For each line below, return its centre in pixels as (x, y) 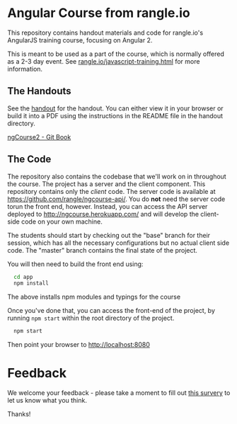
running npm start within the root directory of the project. (91, 318)
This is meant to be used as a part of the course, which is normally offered (116, 54)
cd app (23, 277)
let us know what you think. (47, 401)
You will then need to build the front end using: (75, 264)
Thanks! (19, 414)
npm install (31, 283)
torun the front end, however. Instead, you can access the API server (108, 206)
